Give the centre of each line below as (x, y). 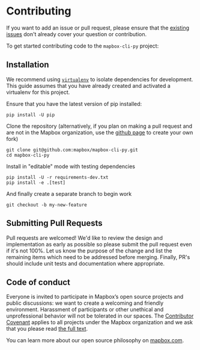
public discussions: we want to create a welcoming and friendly (85, 303)
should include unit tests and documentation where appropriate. (86, 263)
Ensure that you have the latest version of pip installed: (74, 104)
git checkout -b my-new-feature (47, 205)
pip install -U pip (31, 115)
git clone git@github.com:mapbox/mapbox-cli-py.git (72, 150)
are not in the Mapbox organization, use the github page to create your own (100, 132)
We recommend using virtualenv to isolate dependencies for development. (100, 79)
